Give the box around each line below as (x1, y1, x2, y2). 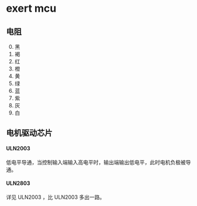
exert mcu (6, 2, 57, 15)
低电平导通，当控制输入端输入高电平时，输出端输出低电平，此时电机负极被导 (6, 158, 191, 166)
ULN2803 (6, 180, 30, 187)
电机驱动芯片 (6, 128, 53, 138)
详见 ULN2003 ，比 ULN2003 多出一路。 (6, 193, 106, 201)
